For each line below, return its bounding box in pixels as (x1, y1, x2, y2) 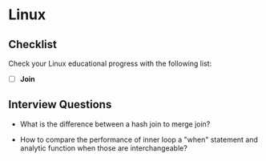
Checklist (8, 38, 58, 51)
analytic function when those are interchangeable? (19, 143, 188, 153)
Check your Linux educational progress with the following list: (8, 58, 212, 68)
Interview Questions (8, 98, 112, 111)
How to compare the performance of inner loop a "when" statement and (19, 135, 259, 144)
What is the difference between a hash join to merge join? (19, 119, 211, 129)
